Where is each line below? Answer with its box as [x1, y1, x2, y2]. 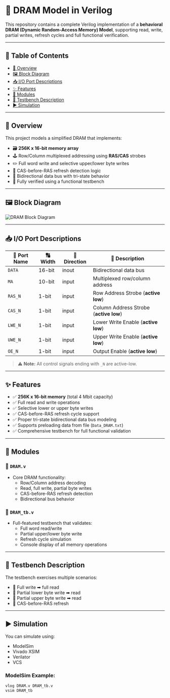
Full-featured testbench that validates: [12, 520, 93, 526]
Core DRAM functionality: [12, 474, 66, 480]
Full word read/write [20, 525, 62, 531]
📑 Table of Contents [5, 52, 69, 60]
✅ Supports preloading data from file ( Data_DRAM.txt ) [12, 422, 124, 428]
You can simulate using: [5, 633, 55, 639]
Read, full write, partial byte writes [20, 485, 92, 491]
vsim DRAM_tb [5, 688, 33, 693]
